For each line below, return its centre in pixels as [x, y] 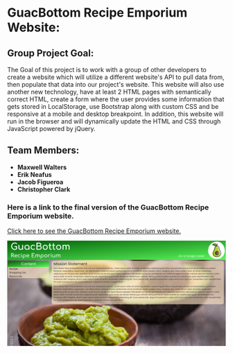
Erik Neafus [34, 174]
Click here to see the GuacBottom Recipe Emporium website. [94, 231]
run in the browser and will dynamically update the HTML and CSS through [114, 121]
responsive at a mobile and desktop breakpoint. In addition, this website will [115, 114]
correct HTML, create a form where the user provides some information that [116, 99]
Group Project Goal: [51, 53]
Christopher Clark [44, 189]
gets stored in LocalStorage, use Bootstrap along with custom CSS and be [113, 106]
